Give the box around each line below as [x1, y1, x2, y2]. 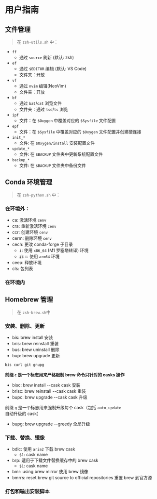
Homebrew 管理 [5, 296, 53, 304]
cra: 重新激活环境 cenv [12, 223, 57, 229]
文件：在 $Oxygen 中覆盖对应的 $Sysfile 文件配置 [19, 117, 116, 123]
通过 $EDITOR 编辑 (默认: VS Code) [19, 66, 87, 71]
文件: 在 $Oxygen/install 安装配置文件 [19, 140, 95, 146]
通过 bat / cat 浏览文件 [19, 100, 62, 106]
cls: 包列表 [12, 266, 33, 272]
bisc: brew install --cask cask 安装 [12, 382, 81, 388]
